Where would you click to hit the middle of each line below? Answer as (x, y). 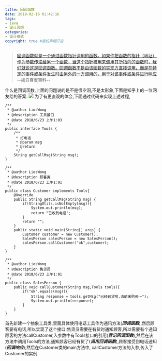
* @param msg (29, 142)
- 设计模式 (15, 37)
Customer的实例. (22, 353)
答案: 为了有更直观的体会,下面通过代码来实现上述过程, (74, 96)
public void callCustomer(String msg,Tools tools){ (67, 287)
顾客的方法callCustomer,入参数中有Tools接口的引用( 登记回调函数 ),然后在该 (79, 335)
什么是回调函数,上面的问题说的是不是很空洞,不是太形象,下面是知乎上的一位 (79, 90)
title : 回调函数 (20, 9)
